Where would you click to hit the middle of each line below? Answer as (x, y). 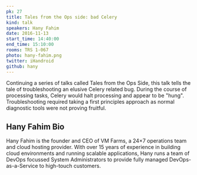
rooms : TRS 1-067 (27, 50)
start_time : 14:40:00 (33, 39)
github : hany (22, 66)
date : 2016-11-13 (27, 34)
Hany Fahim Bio (35, 126)
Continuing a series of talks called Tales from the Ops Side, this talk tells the (98, 83)
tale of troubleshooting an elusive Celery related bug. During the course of (96, 90)
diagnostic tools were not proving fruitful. (56, 108)
